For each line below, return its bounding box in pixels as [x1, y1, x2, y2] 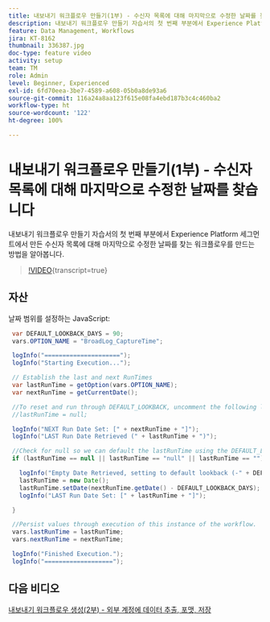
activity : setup [8, 57, 63, 65]
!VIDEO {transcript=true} [27, 265, 108, 274]
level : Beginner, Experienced [8, 79, 110, 87]
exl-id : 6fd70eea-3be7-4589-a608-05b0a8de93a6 [8, 86, 167, 95]
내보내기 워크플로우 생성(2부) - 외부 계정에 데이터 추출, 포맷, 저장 [8, 604, 211, 614]
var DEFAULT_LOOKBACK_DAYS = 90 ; [11, 329, 125, 338]
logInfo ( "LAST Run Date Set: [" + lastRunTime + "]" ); [18, 492, 207, 500]
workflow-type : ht [8, 101, 70, 109]
